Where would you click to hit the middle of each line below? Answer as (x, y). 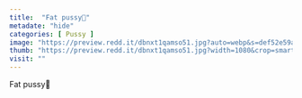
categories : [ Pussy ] (52, 34)
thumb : (22, 51)
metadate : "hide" (42, 26)
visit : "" (28, 59)
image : (22, 42)
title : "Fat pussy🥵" (50, 17)
